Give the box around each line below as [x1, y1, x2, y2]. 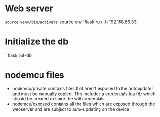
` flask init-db [5, 52, 32, 58]
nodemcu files [5, 69, 64, 80]
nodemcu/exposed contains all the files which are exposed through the [12, 101, 155, 107]
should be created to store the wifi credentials [12, 96, 105, 101]
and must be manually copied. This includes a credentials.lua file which [12, 91, 156, 97]
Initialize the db [5, 36, 69, 47]
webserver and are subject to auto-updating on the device [12, 106, 130, 112]
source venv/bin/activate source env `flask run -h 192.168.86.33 [5, 19, 137, 25]
